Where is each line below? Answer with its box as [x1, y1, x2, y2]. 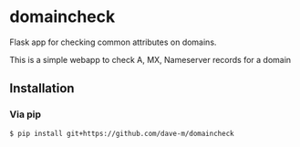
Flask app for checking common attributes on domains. [9, 37, 217, 47]
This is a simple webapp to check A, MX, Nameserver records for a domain [9, 54, 292, 65]
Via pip [9, 108, 42, 121]
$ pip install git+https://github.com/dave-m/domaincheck [9, 129, 234, 138]
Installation [9, 80, 75, 97]
